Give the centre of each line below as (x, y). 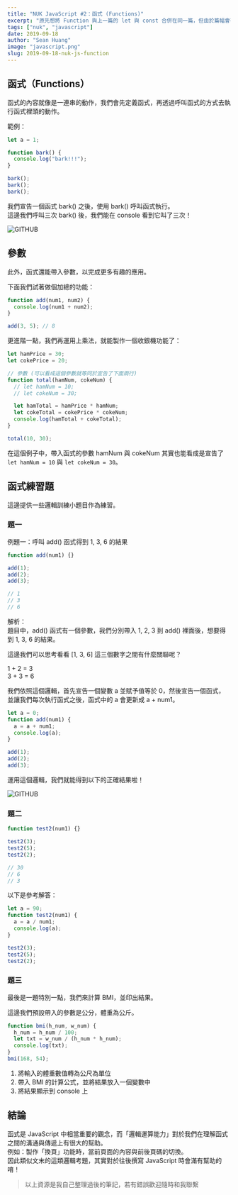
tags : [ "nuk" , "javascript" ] (50, 27)
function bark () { (34, 152)
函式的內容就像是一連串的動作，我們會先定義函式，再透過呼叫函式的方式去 (116, 102)
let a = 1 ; (23, 140)
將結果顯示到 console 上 (53, 1091)
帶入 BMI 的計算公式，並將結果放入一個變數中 (84, 1082)
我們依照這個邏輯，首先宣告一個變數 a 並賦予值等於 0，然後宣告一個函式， (116, 690)
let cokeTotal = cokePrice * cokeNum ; (71, 413)
